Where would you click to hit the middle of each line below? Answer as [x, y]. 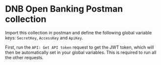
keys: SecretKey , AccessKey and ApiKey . [44, 38]
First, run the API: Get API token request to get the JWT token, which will [80, 47]
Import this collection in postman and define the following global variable [79, 32]
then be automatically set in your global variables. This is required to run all [81, 52]
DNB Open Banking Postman [64, 9]
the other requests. [24, 57]
